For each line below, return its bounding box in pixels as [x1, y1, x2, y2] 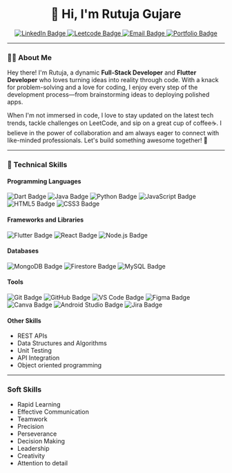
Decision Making [17, 437, 66, 445]
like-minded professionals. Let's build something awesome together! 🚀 [7, 136, 209, 144]
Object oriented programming [17, 361, 102, 369]
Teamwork [17, 415, 48, 423]
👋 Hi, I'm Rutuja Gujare [50, 6, 182, 22]
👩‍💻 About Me [7, 52, 52, 62]
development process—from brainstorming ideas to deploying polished [7, 90, 210, 99]
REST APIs [17, 331, 48, 340]
